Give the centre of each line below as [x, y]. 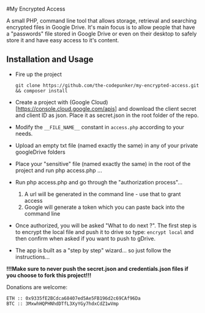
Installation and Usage [50, 60]
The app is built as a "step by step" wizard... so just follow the [93, 250]
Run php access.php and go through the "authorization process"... [99, 182]
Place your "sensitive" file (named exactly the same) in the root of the [103, 164]
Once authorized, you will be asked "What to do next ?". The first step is [106, 225]
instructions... [32, 257]
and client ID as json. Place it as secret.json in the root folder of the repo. [107, 115]
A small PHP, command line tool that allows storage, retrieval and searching [102, 21]
